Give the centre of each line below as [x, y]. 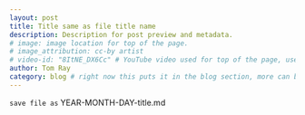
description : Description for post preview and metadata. [121, 34]
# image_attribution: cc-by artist [77, 52]
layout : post [34, 18]
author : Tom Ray [40, 69]
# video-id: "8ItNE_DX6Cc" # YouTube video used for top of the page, [146, 60]
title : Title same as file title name [83, 26]
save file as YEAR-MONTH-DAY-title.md [88, 102]
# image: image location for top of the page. [99, 43]
